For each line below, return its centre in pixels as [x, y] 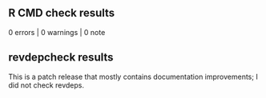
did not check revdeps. [46, 85]
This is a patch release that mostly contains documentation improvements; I [133, 76]
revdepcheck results [61, 58]
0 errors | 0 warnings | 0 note [57, 32]
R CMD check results [62, 13]
